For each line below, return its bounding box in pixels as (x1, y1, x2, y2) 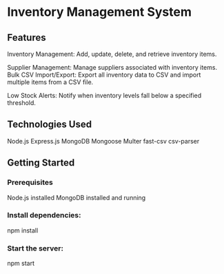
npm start (7, 260, 35, 268)
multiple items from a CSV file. (7, 78, 94, 86)
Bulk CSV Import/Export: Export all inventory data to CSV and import (7, 70, 201, 79)
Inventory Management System (7, 4, 192, 20)
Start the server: (7, 243, 64, 253)
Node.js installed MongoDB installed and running (7, 193, 146, 202)
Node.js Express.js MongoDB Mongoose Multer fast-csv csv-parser (7, 137, 200, 145)
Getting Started (7, 157, 75, 169)
